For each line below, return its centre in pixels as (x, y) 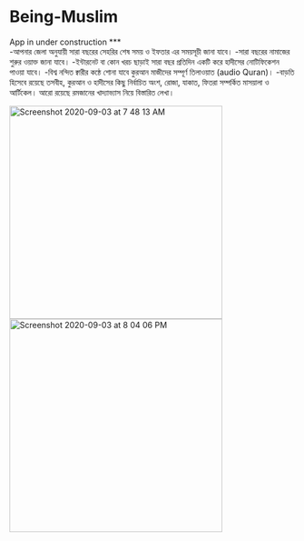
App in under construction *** (65, 42)
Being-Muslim (64, 17)
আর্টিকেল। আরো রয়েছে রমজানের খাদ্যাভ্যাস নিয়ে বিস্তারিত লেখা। (92, 92)
